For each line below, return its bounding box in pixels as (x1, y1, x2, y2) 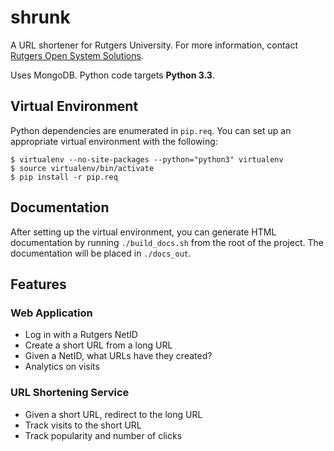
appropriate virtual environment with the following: (10, 135, 218, 147)
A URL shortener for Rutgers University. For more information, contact (10, 39, 299, 51)
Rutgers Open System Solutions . (10, 49, 144, 61)
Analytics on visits (24, 361, 100, 373)
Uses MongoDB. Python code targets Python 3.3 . (10, 69, 215, 81)
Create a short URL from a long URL (24, 339, 173, 351)
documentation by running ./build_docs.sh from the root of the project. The (10, 236, 324, 248)
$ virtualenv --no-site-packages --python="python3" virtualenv (10, 154, 284, 165)
